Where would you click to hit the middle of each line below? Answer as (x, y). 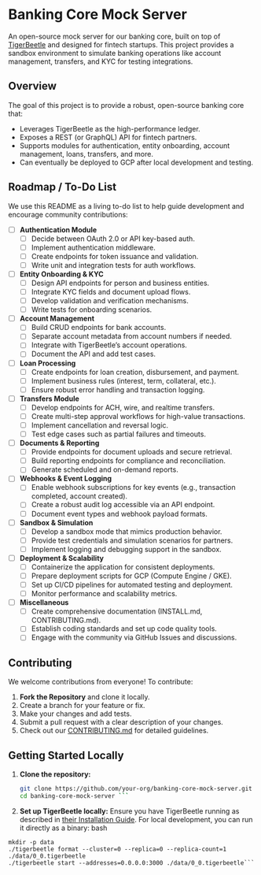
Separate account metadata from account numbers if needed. (131, 336)
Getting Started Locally (66, 755)
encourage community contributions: (68, 214)
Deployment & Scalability (62, 558)
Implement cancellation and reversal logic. (100, 425)
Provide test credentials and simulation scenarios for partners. (132, 540)
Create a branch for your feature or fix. (82, 706)
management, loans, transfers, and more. (86, 154)
